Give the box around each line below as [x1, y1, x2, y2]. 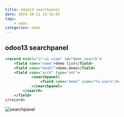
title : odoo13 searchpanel [5, 7, 60, 12]
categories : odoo [5, 25, 41, 30]
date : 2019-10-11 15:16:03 [5, 12, 60, 17]
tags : [5, 16, 16, 21]
